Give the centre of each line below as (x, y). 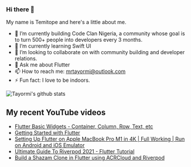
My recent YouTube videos (56, 112)
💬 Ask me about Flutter (42, 65)
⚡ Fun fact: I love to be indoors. (52, 80)
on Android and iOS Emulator (50, 145)
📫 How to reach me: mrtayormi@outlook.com (70, 71)
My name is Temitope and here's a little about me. (66, 22)
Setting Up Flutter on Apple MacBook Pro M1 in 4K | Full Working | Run (100, 139)
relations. (26, 59)
